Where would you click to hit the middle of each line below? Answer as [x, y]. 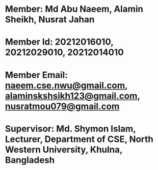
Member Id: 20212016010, [59, 42]
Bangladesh [30, 160]
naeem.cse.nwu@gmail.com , [66, 85]
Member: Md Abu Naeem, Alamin [74, 9]
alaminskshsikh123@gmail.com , [73, 96]
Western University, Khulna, [64, 150]
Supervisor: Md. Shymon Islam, [70, 128]
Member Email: [37, 75]
